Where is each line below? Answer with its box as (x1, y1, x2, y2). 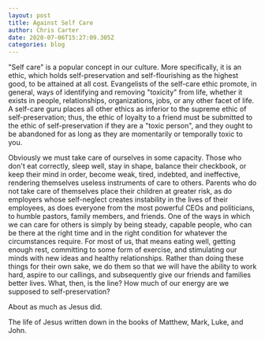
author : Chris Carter (8, 26, 80, 34)
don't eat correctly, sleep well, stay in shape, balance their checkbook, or (8, 161, 247, 171)
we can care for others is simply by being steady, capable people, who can (8, 220, 252, 229)
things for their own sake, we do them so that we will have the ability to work (8, 261, 257, 272)
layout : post (8, 11, 51, 20)
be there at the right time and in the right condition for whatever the (8, 228, 227, 238)
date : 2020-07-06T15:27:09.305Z (8, 33, 114, 42)
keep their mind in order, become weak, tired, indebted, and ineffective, (8, 170, 241, 180)
